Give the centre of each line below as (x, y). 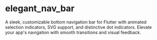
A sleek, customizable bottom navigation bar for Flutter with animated (76, 22)
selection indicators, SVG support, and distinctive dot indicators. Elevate (78, 27)
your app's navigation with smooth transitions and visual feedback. (73, 32)
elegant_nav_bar (40, 9)
